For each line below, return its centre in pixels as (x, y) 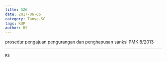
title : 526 (16, 10)
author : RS (16, 28)
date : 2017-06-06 (23, 14)
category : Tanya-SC (25, 19)
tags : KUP (15, 23)
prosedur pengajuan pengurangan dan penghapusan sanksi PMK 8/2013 (80, 42)
